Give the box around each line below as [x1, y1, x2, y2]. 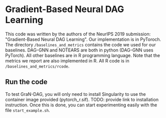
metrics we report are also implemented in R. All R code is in [5, 57, 129, 64]
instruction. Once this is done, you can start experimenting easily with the [5, 102, 157, 108]
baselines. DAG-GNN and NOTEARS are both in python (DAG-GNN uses [5, 47, 154, 53]
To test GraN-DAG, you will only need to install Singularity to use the [5, 91, 146, 97]
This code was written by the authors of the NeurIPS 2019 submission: [5, 31, 151, 37]
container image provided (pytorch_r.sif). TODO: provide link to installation [5, 96, 159, 102]
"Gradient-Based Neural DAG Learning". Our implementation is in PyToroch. [5, 36, 161, 42]
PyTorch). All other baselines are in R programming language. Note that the [5, 52, 160, 58]
